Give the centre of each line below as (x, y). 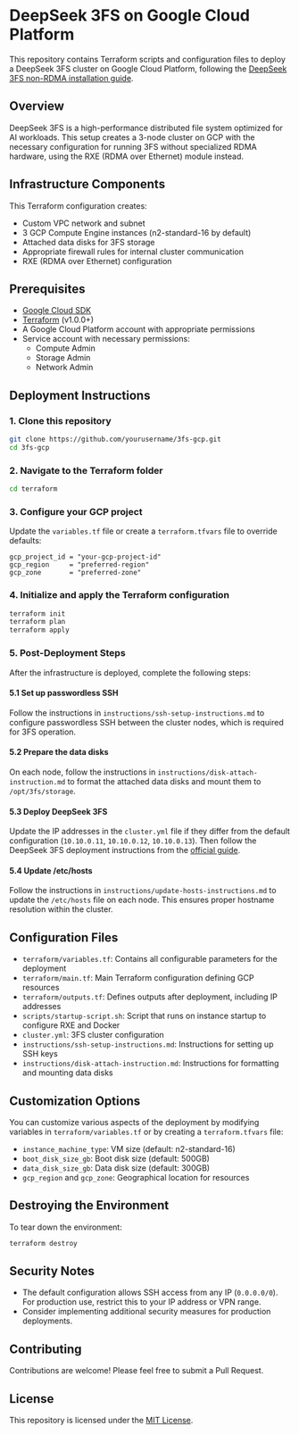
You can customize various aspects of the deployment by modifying (134, 1122)
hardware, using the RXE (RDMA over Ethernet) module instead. (126, 156)
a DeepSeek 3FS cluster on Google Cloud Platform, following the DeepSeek (148, 69)
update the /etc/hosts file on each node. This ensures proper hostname (142, 900)
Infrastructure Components (87, 184)
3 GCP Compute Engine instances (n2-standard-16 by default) (137, 232)
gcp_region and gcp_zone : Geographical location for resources (136, 1177)
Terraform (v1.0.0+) (58, 320)
